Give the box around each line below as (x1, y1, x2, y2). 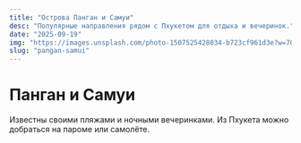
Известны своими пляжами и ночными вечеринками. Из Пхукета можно (9, 114, 289, 125)
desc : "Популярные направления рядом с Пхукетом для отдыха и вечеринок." (9, 21, 295, 30)
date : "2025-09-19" (9, 29, 82, 38)
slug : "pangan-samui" (9, 46, 90, 55)
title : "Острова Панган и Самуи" (9, 13, 134, 22)
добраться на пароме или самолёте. (9, 124, 150, 135)
